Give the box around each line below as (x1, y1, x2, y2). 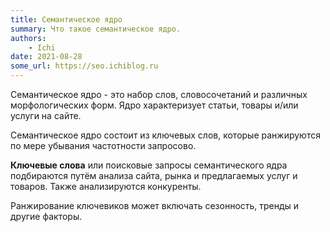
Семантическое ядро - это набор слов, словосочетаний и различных (10, 89, 308, 100)
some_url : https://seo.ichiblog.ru (10, 61, 159, 71)
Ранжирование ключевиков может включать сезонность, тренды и (10, 200, 300, 211)
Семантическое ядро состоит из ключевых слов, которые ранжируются (10, 129, 321, 141)
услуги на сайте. (10, 110, 82, 121)
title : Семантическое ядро (10, 14, 123, 25)
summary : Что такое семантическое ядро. (10, 24, 182, 34)
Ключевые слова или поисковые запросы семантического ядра (10, 159, 288, 171)
